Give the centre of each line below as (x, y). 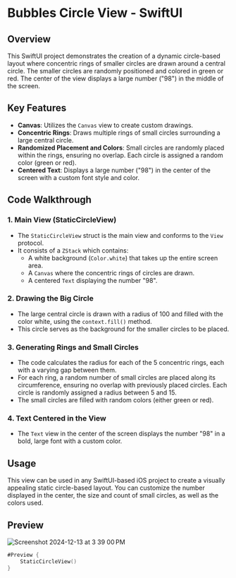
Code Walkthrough (49, 200)
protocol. (31, 243)
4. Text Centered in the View (57, 419)
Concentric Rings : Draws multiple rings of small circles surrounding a (119, 133)
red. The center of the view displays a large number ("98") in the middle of (116, 78)
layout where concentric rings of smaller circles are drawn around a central (116, 64)
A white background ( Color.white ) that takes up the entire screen (123, 258)
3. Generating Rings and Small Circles (73, 347)
